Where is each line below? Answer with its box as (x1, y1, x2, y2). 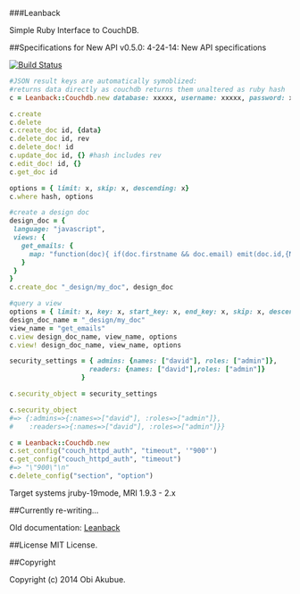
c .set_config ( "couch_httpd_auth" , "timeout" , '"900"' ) (9, 447, 218, 456)
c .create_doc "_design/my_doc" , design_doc (9, 283, 174, 292)
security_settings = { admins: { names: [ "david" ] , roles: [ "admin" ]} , (9, 356, 278, 365)
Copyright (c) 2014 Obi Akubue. (9, 573, 127, 584)
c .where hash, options (9, 192, 94, 201)
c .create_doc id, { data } (9, 126, 102, 135)
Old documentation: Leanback (9, 522, 121, 532)
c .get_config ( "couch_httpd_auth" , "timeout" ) (9, 455, 181, 464)
